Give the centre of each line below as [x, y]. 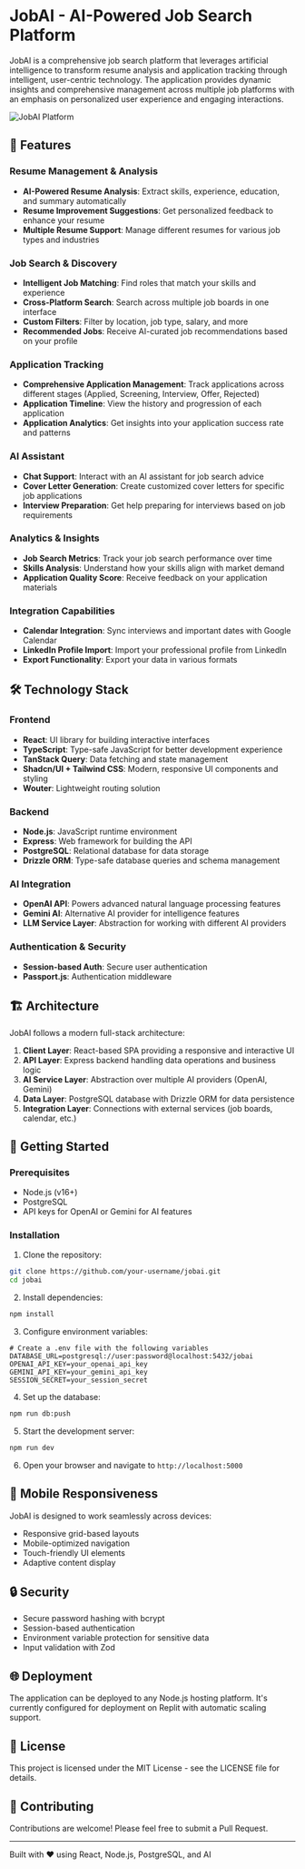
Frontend [30, 720]
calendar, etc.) [49, 1118]
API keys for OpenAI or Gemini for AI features [107, 1212]
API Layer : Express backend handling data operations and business [149, 1060]
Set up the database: [62, 1397]
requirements [47, 514]
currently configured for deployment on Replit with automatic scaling [138, 1708]
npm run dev [32, 1447]
